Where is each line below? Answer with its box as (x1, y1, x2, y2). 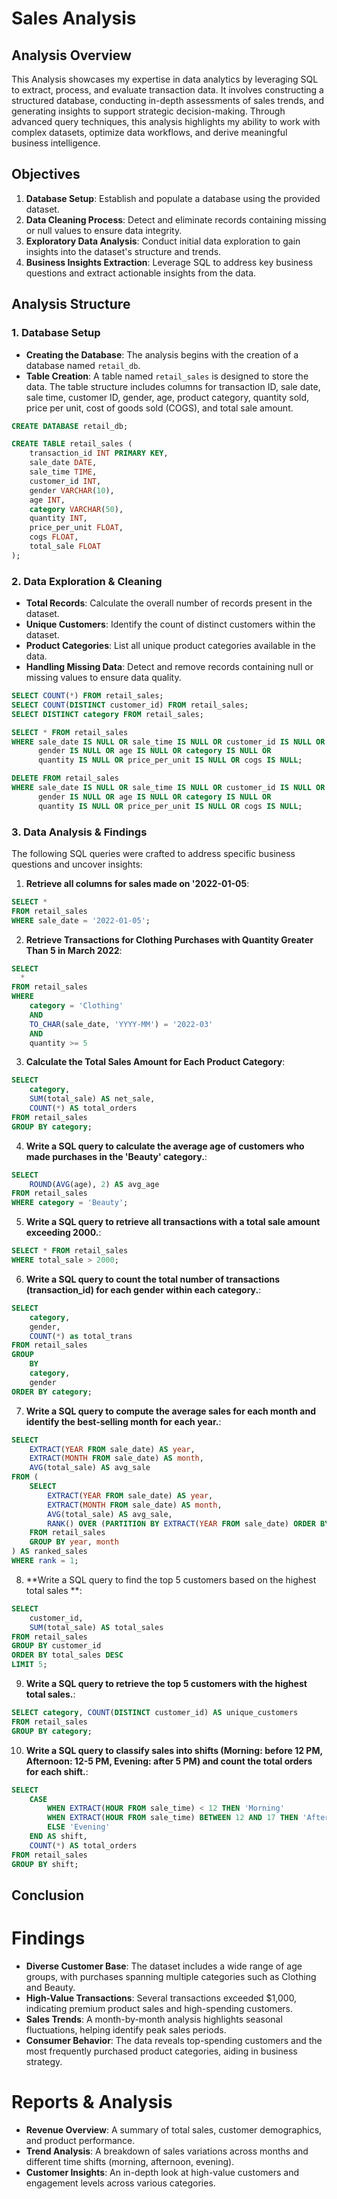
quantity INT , (29, 513, 88, 524)
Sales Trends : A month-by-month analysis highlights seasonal (25, 2013, 283, 2025)
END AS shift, (29, 1832, 88, 1842)
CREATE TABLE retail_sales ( (11, 439, 133, 449)
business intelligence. (11, 137, 101, 149)
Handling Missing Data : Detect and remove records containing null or (25, 661, 314, 673)
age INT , (29, 495, 66, 505)
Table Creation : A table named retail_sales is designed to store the (25, 370, 309, 382)
